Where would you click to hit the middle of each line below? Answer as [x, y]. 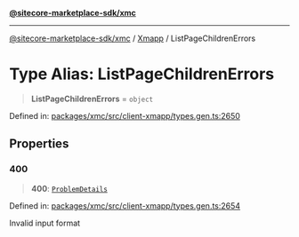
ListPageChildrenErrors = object [92, 99]
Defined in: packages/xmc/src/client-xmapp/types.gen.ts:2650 [125, 115]
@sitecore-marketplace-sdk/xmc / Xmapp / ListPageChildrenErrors [133, 38]
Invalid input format [45, 223]
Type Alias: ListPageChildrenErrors [141, 74]
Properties [39, 144]
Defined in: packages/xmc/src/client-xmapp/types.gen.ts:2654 [125, 205]
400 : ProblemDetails [69, 188]
